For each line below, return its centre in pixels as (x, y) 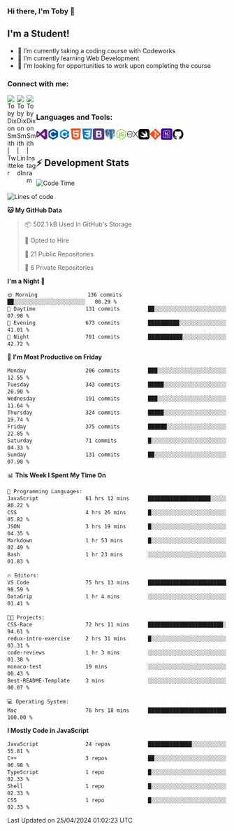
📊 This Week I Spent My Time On (57, 475)
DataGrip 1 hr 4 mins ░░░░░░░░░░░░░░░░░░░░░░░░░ (117, 597)
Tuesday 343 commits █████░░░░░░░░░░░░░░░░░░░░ (117, 385)
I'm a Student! (38, 34)
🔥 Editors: (23, 576)
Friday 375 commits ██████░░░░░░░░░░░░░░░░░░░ (117, 427)
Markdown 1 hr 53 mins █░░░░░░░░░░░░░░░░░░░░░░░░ (117, 541)
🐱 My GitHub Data (35, 210)
